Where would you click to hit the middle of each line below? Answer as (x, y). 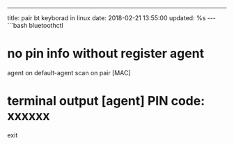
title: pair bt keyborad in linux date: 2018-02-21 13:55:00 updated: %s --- (111, 18)
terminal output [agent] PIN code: (106, 101)
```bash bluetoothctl (36, 25)
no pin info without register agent (106, 54)
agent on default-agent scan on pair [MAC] (69, 72)
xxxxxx (29, 116)
